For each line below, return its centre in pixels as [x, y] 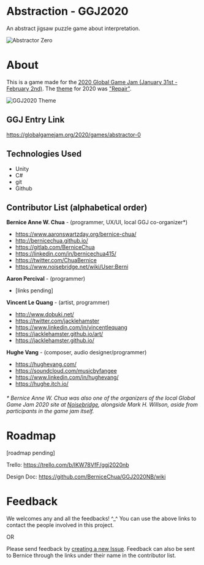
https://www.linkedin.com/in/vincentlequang [71, 327]
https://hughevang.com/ [46, 364]
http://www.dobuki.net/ [45, 314]
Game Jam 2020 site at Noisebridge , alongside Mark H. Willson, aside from [102, 404]
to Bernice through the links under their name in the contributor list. [91, 555]
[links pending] [34, 290]
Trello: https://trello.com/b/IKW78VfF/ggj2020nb [68, 464]
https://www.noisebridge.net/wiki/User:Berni [72, 267]
